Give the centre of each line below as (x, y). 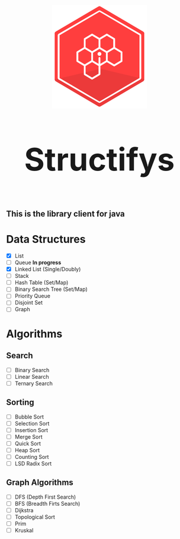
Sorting (20, 402)
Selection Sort (32, 423)
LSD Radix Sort (33, 463)
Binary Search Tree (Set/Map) (51, 289)
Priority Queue (32, 296)
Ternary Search (34, 383)
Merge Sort (28, 437)
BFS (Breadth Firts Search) (47, 503)
